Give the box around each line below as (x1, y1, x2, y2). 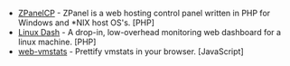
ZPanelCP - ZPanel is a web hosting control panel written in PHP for (17, 8, 271, 18)
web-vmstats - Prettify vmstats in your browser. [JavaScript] (17, 46, 244, 57)
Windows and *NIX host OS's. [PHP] (17, 17, 155, 28)
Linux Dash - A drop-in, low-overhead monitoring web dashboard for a (17, 27, 282, 37)
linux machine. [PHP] (17, 36, 97, 47)
